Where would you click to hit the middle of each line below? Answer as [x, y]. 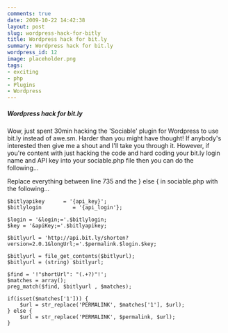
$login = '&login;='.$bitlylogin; [57, 220]
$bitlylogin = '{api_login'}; [65, 208]
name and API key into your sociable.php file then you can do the [100, 161]
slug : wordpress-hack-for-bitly [54, 33]
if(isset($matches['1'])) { [48, 299]
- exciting [23, 72]
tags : [15, 65]
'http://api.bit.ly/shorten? [87, 238]
